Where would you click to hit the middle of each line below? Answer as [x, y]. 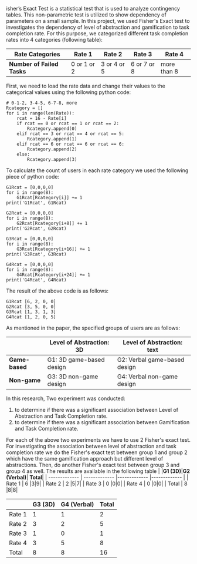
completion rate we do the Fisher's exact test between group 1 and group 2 [97, 452]
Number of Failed [34, 64]
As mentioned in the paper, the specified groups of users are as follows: [93, 328]
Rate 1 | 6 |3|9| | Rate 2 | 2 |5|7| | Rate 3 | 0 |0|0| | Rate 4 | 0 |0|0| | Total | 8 [97, 484]
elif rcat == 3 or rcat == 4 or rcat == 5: [71, 134]
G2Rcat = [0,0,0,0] [30, 213]
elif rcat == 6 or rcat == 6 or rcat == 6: [71, 144]
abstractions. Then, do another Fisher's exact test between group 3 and [93, 465]
